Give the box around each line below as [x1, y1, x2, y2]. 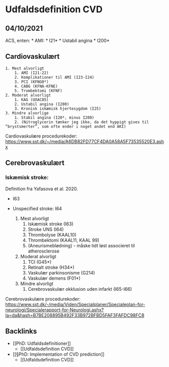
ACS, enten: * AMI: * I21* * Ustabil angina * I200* [5, 37, 110, 43]
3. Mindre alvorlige [5, 110, 49, 116]
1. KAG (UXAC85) [14, 97, 49, 102]
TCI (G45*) [27, 259, 52, 265]
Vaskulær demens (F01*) [27, 275, 80, 281]
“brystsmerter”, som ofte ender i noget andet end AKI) [5, 124, 126, 129]
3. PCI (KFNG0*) [14, 79, 49, 84]
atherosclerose [27, 248, 60, 254]
